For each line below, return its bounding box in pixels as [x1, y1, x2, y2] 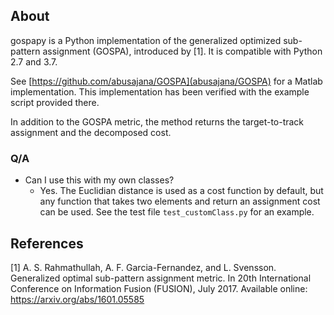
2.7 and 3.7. [10, 55, 58, 68]
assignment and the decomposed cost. [10, 126, 172, 138]
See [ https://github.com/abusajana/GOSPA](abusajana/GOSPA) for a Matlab [10, 75, 323, 87]
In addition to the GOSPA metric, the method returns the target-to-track [10, 115, 305, 128]
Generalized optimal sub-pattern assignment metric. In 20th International [10, 272, 312, 284]
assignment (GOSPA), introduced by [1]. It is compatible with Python [42, 45, 323, 57]
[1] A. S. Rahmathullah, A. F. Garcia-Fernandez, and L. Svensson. [10, 261, 277, 273]
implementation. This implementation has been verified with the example [10, 85, 310, 98]
